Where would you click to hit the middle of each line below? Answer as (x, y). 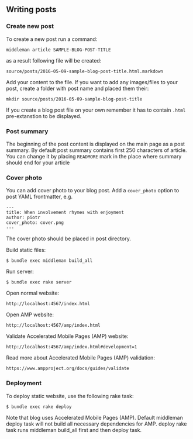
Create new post (30, 26)
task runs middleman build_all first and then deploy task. (74, 430)
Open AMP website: (30, 314)
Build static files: (26, 250)
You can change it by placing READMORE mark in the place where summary (94, 156)
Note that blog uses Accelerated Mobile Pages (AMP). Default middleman (94, 417)
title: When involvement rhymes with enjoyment (65, 213)
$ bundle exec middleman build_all (49, 261)
